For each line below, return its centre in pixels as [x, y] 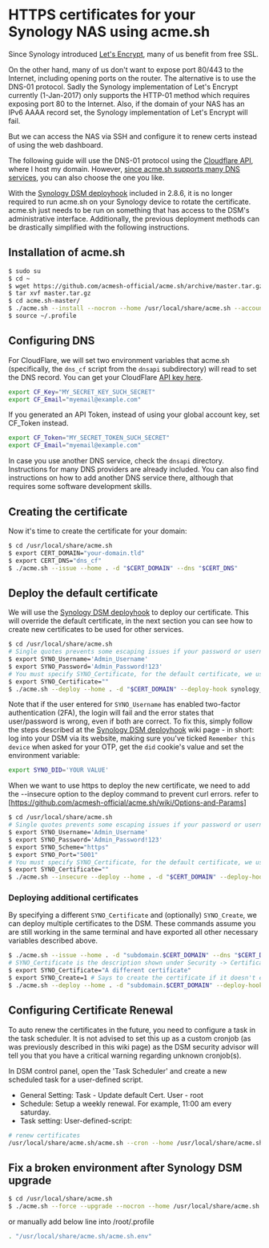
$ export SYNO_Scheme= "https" [59, 847]
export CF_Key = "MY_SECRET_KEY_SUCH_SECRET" [82, 392]
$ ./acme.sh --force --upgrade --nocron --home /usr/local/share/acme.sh [134, 1206]
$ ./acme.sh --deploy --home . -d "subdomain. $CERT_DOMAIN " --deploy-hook [136, 985]
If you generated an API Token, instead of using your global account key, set [134, 414]
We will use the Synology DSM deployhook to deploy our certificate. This [129, 613]
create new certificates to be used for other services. [96, 630]
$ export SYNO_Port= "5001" [53, 854]
